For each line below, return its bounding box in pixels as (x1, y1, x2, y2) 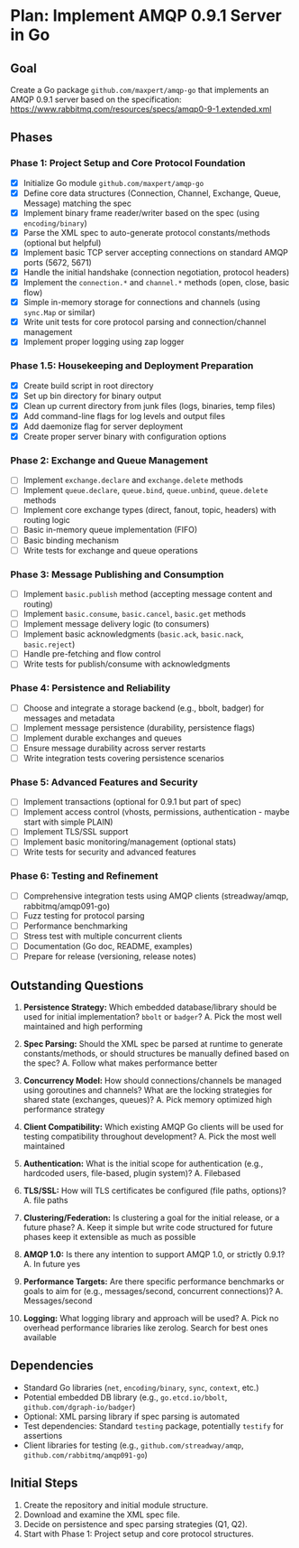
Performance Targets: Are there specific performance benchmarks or (23, 1276, 285, 1287)
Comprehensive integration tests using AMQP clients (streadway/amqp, (23, 891, 289, 901)
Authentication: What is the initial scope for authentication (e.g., (23, 1158, 264, 1170)
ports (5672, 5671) (23, 257, 93, 267)
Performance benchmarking (23, 920, 129, 931)
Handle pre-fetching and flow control (23, 648, 161, 659)
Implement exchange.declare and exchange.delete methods (23, 475, 244, 486)
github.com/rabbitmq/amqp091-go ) (23, 1449, 148, 1459)
